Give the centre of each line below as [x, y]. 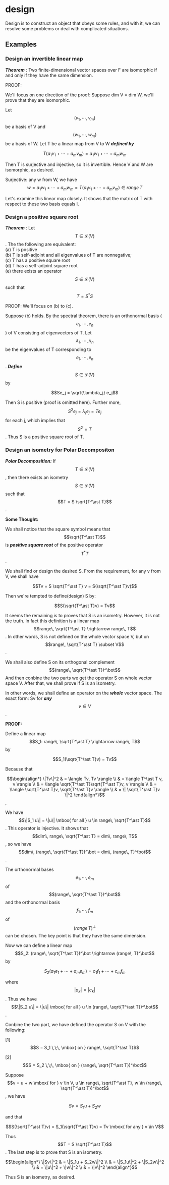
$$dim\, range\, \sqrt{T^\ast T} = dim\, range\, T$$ [85, 836]
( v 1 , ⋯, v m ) [85, 118]
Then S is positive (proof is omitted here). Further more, [63, 402]
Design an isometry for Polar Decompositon [60, 450]
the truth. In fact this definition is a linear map [52, 621]
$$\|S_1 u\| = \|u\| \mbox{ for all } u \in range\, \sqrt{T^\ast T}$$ [85, 820]
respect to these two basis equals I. [42, 204]
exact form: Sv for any [29, 698]
